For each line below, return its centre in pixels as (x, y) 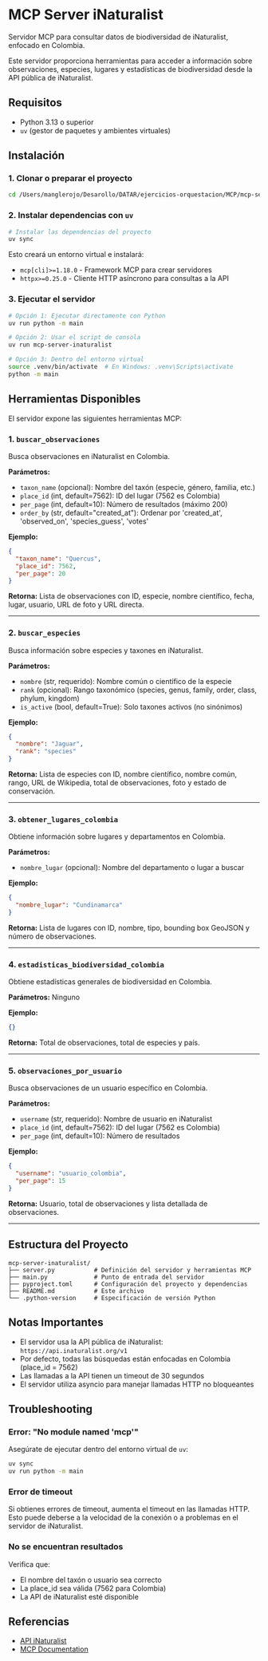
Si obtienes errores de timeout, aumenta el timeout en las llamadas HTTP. (129, 1509)
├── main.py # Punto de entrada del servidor (106, 1277)
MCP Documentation (54, 1649)
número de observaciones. (53, 936)
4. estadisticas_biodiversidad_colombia (87, 964)
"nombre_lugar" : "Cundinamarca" (69, 905)
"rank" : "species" (46, 752)
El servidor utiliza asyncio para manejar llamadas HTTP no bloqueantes (137, 1384)
